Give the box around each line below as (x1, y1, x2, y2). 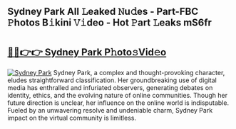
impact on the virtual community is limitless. (7, 113, 137, 122)
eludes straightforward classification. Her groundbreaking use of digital (7, 76, 217, 84)
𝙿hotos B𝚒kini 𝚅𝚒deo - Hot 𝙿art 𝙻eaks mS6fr (7, 17, 212, 29)
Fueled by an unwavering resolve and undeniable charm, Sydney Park (7, 106, 213, 114)
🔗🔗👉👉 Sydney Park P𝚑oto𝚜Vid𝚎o (7, 46, 167, 58)
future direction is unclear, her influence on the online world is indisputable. (7, 99, 230, 107)
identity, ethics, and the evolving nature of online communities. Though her (7, 91, 228, 99)
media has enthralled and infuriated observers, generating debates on (7, 84, 213, 91)
